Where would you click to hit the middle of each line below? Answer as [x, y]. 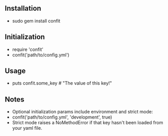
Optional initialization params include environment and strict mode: [82, 112]
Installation [23, 8]
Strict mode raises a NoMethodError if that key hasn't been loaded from [88, 123]
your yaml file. [27, 128]
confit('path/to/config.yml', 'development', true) [62, 117]
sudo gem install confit [36, 21]
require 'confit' [28, 49]
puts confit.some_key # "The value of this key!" [62, 83]
